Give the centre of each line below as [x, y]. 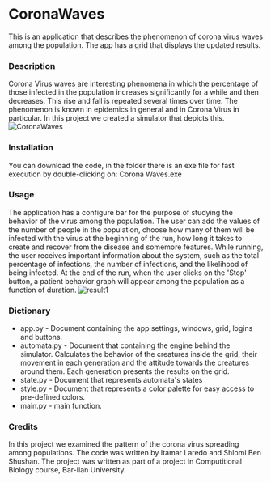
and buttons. [41, 337]
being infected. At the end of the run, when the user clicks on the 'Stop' [127, 273]
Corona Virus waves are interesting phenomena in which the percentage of [133, 84]
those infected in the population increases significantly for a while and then [133, 92]
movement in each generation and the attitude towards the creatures [135, 363]
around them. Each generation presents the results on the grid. [125, 371]
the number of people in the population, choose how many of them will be [131, 229]
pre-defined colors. [53, 397]
